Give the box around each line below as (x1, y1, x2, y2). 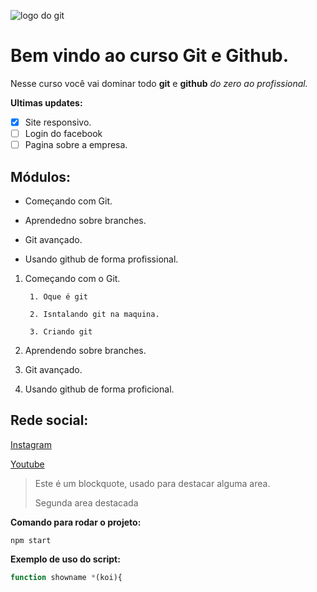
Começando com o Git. (24, 272, 121, 284)
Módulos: (10, 168, 72, 185)
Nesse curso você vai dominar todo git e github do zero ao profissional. (10, 77, 308, 89)
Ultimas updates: (10, 96, 83, 109)
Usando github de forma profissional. (24, 253, 179, 265)
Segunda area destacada (34, 496, 139, 509)
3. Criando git (29, 326, 93, 337)
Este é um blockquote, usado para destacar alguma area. (34, 477, 271, 489)
